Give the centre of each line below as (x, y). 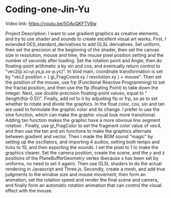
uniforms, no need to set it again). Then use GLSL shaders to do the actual (83, 163)
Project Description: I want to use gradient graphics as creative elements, (82, 33)
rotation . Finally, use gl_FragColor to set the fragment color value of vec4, (83, 126)
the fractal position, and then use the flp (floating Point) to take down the (82, 87)
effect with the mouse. (29, 190)
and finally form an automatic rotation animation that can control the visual (83, 185)
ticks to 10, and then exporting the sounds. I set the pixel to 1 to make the (82, 147)
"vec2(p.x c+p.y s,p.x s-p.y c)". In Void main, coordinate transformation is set (84, 71)
